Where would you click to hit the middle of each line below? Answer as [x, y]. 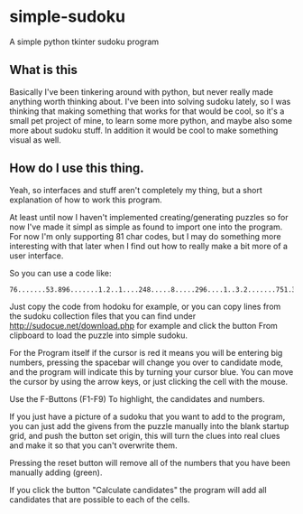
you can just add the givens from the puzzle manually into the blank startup [149, 425]
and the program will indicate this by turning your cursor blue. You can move [151, 371]
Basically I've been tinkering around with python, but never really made [141, 91]
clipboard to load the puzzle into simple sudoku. [98, 335]
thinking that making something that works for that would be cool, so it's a [147, 111]
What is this [44, 70]
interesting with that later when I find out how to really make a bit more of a [149, 246]
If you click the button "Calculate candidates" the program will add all [138, 490]
